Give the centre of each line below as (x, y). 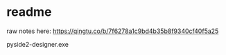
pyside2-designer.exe (37, 44)
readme (29, 12)
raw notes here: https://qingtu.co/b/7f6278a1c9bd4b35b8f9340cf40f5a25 (113, 31)
